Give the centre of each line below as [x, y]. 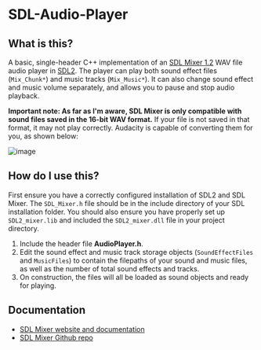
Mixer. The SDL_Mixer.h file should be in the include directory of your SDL [127, 203]
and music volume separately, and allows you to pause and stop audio [121, 87]
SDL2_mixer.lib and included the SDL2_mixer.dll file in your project [116, 220]
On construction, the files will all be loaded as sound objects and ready [134, 277]
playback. [24, 96]
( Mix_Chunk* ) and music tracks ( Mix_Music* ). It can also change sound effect [131, 79]
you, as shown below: [43, 136]
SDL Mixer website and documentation [82, 329]
